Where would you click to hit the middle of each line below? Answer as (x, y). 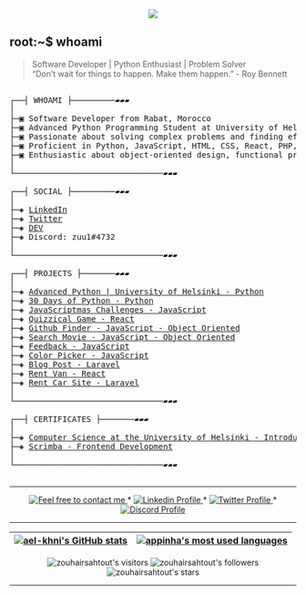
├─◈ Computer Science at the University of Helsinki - (134, 437)
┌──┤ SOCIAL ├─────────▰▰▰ (70, 191)
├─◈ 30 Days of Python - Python (82, 300)
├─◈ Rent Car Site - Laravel (74, 382)
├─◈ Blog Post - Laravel (65, 364)
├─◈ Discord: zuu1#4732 (62, 236)
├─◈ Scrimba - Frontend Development (91, 446)
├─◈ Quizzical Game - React (72, 318)
